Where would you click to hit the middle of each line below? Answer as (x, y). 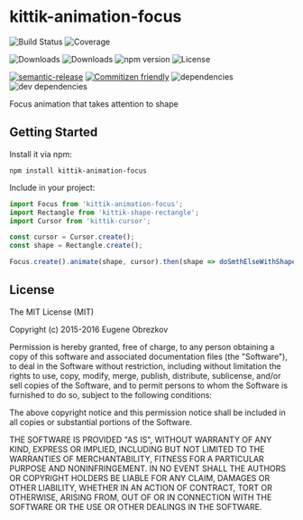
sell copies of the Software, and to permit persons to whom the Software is (149, 385)
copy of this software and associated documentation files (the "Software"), (149, 356)
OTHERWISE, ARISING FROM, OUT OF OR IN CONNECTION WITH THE (141, 497)
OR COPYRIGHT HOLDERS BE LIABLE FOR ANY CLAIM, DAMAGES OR (140, 477)
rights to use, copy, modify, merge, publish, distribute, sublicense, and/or (145, 375)
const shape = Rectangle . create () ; (76, 246)
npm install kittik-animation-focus (78, 170)
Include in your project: (52, 187)
